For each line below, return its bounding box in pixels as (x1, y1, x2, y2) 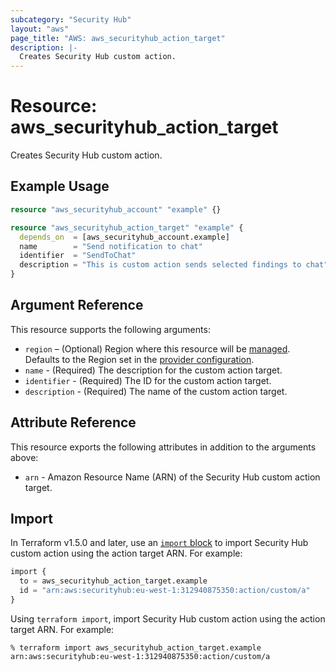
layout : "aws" (10, 24, 70, 34)
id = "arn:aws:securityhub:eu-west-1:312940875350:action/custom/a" (19, 586, 311, 596)
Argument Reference (10, 297, 144, 314)
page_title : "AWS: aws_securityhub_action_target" (10, 33, 226, 43)
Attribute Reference (10, 414, 137, 431)
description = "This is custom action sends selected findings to (19, 260, 302, 270)
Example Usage (10, 178, 110, 195)
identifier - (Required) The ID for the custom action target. (24, 374, 272, 386)
